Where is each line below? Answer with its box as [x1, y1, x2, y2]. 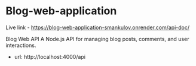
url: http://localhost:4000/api [14, 53, 86, 60]
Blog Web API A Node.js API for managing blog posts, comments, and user [5, 35, 189, 42]
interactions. [5, 42, 36, 49]
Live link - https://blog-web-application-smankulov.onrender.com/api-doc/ [5, 24, 190, 31]
